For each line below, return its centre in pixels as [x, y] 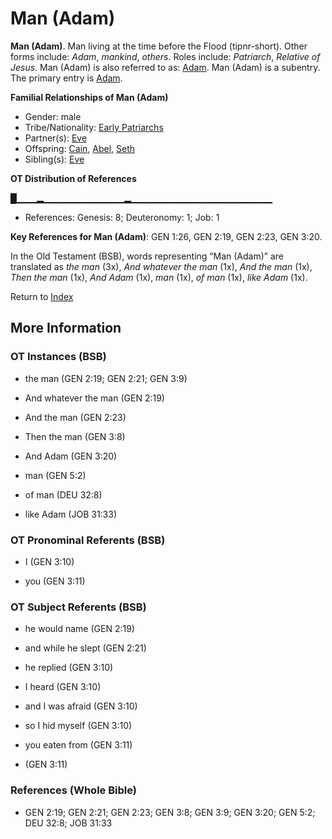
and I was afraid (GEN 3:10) [81, 706]
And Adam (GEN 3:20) [71, 456]
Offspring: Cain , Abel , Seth [80, 148]
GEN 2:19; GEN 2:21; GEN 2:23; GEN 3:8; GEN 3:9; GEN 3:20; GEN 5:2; [170, 812]
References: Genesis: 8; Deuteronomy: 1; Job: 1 [122, 217]
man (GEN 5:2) [55, 475]
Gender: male [53, 116]
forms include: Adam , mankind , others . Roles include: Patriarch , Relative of [165, 56]
